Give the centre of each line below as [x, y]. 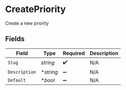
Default [17, 80]
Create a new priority [27, 23]
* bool [48, 80]
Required [74, 53]
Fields [15, 39]
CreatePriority [36, 9]
